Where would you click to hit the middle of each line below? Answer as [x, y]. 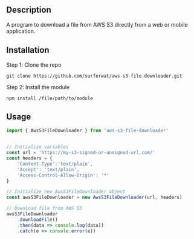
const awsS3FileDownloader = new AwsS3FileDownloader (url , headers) [94, 197]
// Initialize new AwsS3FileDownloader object [66, 192]
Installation [28, 50]
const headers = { [29, 158]
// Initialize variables [37, 147]
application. [21, 31]
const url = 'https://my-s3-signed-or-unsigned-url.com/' [81, 153]
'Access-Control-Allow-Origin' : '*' [63, 175]
